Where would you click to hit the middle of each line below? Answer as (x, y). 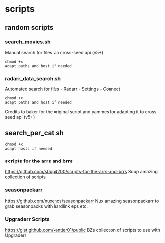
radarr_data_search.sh (33, 78)
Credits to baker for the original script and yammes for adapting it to (75, 112)
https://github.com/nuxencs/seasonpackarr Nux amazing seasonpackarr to (82, 201)
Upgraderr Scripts (27, 219)
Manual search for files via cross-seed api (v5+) (54, 52)
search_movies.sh (28, 42)
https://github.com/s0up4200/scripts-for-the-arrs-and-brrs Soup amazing (81, 172)
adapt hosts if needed (28, 148)
